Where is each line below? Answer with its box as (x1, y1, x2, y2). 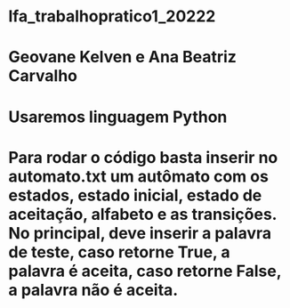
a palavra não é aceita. (8, 280, 179, 300)
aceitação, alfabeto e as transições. (8, 204, 278, 224)
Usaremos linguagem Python (8, 107, 228, 126)
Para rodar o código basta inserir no (8, 147, 278, 167)
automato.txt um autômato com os (8, 166, 269, 186)
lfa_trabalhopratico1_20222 (8, 6, 216, 27)
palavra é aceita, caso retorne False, (8, 261, 282, 281)
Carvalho (8, 66, 77, 86)
